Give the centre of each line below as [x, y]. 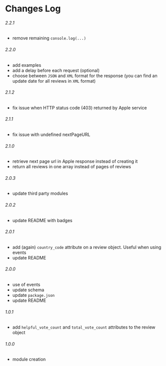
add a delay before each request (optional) [56, 70]
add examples [27, 65]
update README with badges [42, 220]
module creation [29, 360]
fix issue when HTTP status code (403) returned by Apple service [80, 108]
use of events [26, 285]
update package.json [33, 295]
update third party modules [40, 193]
